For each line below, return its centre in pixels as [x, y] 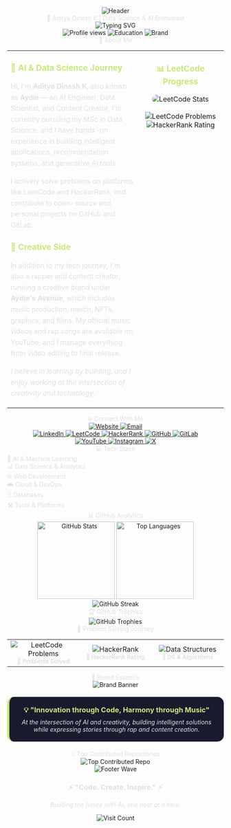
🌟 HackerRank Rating [115, 657]
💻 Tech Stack [115, 448]
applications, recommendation [59, 152]
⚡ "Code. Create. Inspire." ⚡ [115, 787]
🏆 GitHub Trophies [115, 611]
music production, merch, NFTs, [62, 309]
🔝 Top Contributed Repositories [115, 754]
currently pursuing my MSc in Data [67, 119]
